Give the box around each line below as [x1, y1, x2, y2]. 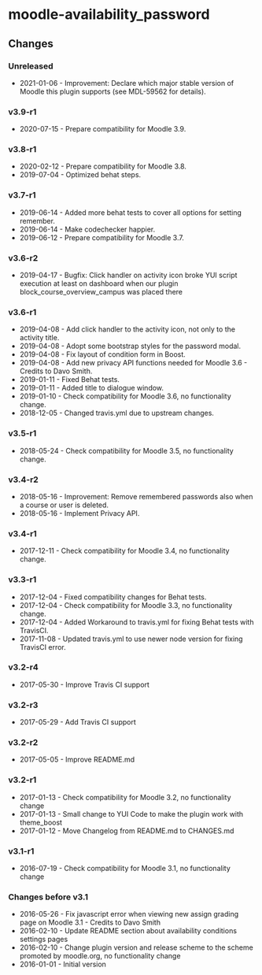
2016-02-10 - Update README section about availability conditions [19, 926, 238, 936]
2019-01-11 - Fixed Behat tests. [19, 375, 120, 384]
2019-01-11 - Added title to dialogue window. [19, 384, 164, 393]
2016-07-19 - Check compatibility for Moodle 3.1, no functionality [19, 864, 231, 873]
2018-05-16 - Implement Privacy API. [19, 508, 140, 517]
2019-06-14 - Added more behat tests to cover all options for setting [19, 207, 242, 217]
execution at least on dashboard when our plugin [19, 279, 179, 288]
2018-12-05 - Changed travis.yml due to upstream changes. [19, 408, 215, 418]
